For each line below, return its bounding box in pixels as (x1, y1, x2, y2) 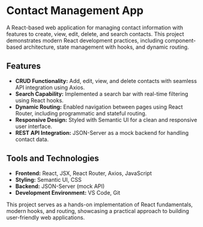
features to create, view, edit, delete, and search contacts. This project (6, 30, 185, 37)
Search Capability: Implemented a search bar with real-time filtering (15, 90, 188, 98)
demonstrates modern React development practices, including (6, 37, 164, 44)
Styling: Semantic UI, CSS (15, 176, 82, 183)
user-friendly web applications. (6, 214, 85, 221)
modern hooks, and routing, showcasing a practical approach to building (6, 207, 190, 214)
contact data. (15, 135, 49, 143)
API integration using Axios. (15, 84, 86, 91)
